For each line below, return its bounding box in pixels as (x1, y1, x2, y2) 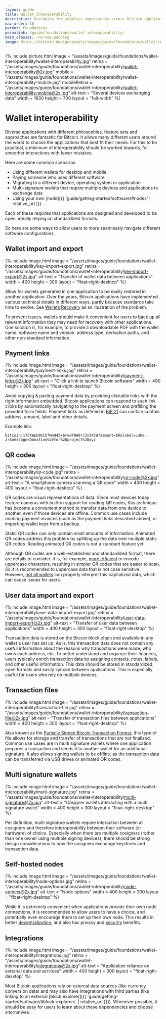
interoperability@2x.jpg (5, 69, 53, 75)
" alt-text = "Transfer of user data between (50, 620, 137, 626)
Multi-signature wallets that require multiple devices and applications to (12, 185, 158, 191)
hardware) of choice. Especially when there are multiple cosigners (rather (5, 830, 155, 836)
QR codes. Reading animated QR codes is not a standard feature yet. (5, 541, 145, 547)
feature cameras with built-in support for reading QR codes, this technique (5, 500, 157, 506)
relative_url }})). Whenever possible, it (80, 999, 157, 1005)
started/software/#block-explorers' (5, 999, 77, 1005)
